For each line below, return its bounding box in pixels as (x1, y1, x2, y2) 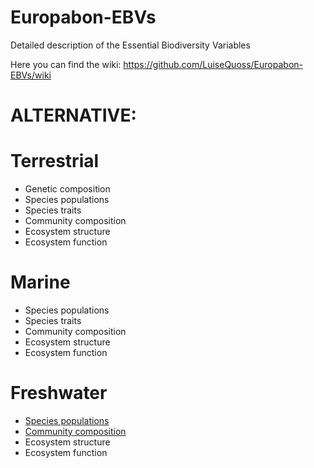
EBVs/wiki (10, 69, 52, 81)
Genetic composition (24, 183, 111, 195)
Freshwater (10, 382, 108, 405)
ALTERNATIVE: (10, 104, 137, 127)
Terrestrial (10, 150, 100, 173)
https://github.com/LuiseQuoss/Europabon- (123, 58, 303, 70)
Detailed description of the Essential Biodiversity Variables (10, 39, 251, 51)
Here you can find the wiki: (10, 58, 122, 70)
